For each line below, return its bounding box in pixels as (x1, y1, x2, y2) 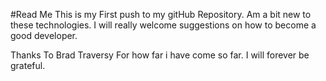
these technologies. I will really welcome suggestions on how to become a (10, 19, 317, 31)
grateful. (10, 60, 46, 71)
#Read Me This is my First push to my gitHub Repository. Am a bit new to (10, 9, 312, 20)
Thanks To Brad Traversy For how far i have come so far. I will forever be (10, 49, 310, 61)
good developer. (10, 30, 78, 41)
